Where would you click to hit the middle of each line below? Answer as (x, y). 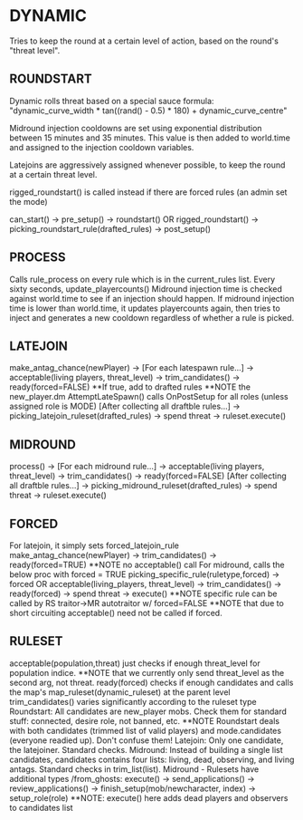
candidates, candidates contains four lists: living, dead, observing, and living (152, 759)
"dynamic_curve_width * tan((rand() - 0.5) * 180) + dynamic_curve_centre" (148, 111)
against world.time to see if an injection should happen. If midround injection (152, 298)
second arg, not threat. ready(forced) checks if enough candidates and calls (151, 682)
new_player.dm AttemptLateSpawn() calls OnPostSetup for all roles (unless (149, 397)
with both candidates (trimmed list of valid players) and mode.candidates (146, 730)
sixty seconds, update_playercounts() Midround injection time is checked (146, 289)
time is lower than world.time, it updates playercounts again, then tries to (145, 308)
